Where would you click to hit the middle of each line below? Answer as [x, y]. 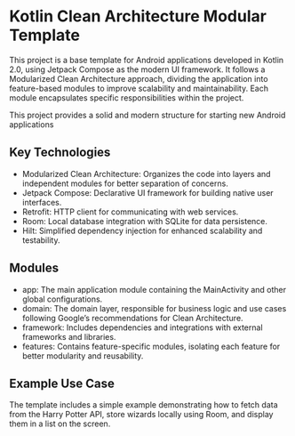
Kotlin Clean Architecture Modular [138, 16]
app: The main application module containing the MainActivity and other [154, 289]
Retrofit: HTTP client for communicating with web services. [130, 212]
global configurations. [62, 299]
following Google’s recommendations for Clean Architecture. [132, 318]
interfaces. [42, 202]
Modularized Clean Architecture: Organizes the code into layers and [146, 174]
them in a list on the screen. [60, 424]
